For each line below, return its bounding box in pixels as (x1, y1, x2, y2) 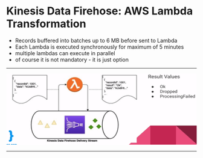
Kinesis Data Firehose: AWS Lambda (6, 4, 193, 18)
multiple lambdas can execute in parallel (14, 49, 115, 56)
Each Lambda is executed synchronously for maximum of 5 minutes (14, 43, 184, 50)
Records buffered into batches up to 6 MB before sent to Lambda (14, 37, 178, 44)
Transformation (6, 17, 86, 31)
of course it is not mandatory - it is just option (14, 56, 129, 63)
